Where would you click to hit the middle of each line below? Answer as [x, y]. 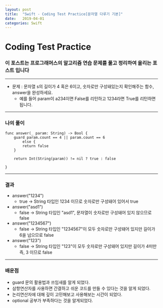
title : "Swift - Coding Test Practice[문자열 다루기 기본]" [64, 14]
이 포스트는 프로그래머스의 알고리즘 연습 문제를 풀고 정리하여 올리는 [78, 63]
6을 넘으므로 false [37, 235]
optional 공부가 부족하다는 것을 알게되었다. [52, 300]
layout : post [18, 9]
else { [29, 142]
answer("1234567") [32, 223]
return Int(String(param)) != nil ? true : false [65, 159]
